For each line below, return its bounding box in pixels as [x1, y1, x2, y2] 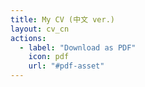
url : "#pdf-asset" [28, 61, 105, 71]
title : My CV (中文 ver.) [10, 14, 115, 25]
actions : [10, 33, 47, 43]
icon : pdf [28, 52, 70, 62]
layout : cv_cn [10, 24, 70, 34]
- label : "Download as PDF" [19, 42, 137, 53]
